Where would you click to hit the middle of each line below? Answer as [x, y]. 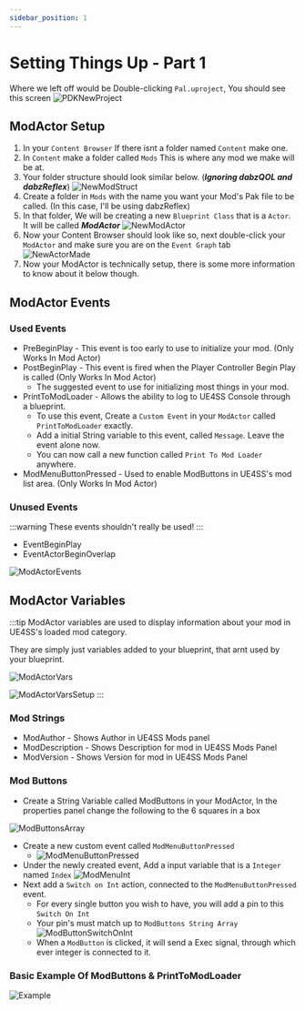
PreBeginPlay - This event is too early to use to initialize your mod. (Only [158, 348]
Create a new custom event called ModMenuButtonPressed [128, 845]
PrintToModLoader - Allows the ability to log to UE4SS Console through [157, 397]
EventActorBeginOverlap [69, 554]
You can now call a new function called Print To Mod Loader [149, 455]
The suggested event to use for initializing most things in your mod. [163, 387]
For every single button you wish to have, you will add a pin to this [160, 904]
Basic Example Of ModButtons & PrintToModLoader [126, 975]
